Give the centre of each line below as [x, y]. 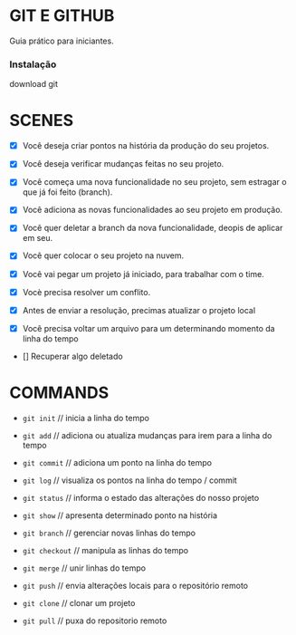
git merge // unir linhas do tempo [84, 568]
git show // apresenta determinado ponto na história [120, 515]
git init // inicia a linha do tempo [86, 418]
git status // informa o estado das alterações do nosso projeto [141, 497]
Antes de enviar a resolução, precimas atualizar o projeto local [139, 310]
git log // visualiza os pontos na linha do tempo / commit [129, 480]
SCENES [42, 121]
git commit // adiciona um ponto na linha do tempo [117, 462]
